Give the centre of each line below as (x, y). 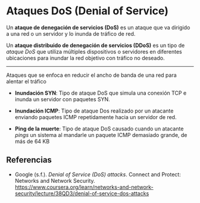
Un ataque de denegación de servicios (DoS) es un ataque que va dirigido (98, 27)
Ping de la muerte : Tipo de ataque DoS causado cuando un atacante (99, 129)
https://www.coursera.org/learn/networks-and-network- (84, 187)
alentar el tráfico (26, 81)
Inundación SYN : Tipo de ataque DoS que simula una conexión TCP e (101, 93)
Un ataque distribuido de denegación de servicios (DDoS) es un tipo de (96, 45)
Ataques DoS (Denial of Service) (87, 11)
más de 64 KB (32, 141)
